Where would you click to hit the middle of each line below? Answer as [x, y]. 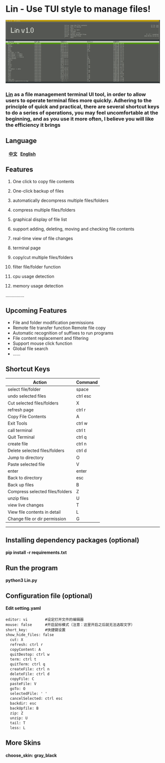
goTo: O [18, 689]
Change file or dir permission [37, 519]
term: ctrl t [23, 660]
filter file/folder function [36, 267]
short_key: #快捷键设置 [35, 630]
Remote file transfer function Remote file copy [59, 328]
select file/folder [24, 389]
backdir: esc [23, 704]
